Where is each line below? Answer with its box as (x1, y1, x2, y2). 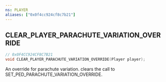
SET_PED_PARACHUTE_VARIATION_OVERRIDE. (5, 71, 102, 77)
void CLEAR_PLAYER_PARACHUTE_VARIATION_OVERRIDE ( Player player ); (5, 57, 145, 62)
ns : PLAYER (5, 7, 28, 13)
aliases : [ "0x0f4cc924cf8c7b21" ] (5, 12, 76, 17)
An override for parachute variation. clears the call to (5, 66, 115, 72)
